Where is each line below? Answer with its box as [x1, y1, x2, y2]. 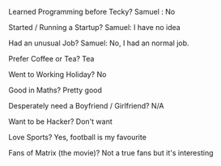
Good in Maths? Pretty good [8, 85, 103, 95]
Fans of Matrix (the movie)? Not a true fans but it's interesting [8, 148, 214, 157]
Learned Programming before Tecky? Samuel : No [8, 7, 176, 16]
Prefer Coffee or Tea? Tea [8, 54, 95, 63]
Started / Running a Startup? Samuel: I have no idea [8, 23, 181, 32]
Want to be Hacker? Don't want [8, 117, 113, 126]
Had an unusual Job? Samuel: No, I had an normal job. [8, 38, 189, 48]
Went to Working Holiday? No [8, 70, 107, 79]
